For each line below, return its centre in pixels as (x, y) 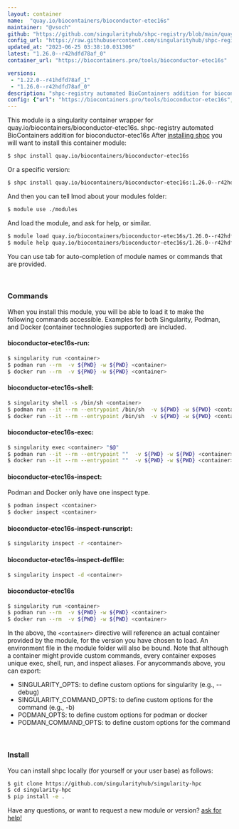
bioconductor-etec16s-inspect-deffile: (66, 559)
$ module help (28, 243)
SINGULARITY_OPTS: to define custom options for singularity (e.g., (116, 685)
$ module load (28, 236)
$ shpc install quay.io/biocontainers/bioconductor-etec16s (99, 156)
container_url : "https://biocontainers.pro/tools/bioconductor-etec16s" (117, 61)
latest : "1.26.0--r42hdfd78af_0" (57, 54)
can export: (24, 671)
